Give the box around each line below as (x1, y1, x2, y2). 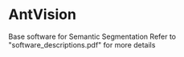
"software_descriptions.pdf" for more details (8, 40, 156, 49)
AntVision (8, 6, 76, 24)
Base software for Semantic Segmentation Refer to (8, 32, 177, 41)
